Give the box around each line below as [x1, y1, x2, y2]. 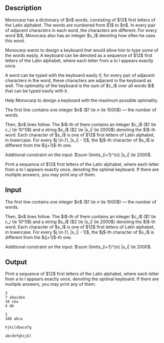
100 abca [5, 317, 23, 321]
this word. [5, 38, 25, 44]
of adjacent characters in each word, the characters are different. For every [5, 27, 158, 33]
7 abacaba [5, 295, 25, 300]
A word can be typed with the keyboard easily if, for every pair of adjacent [5, 72, 155, 78]
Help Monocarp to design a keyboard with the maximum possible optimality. [5, 97, 159, 103]
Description [5, 4, 42, 12]
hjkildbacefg [5, 325, 32, 330]
